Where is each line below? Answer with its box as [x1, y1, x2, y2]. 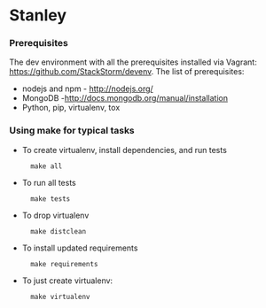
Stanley [9, 5, 67, 26]
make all [30, 161, 63, 171]
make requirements [30, 259, 98, 268]
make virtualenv [30, 292, 90, 301]
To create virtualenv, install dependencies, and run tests [21, 144, 228, 155]
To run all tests [21, 177, 77, 188]
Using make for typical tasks [9, 125, 135, 137]
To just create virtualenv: [21, 275, 113, 286]
